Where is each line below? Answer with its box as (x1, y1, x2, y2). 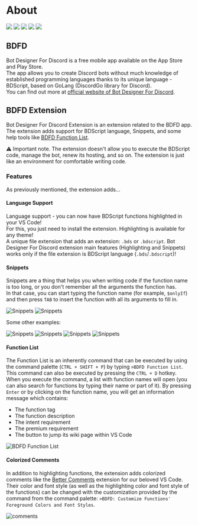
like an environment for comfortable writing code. (6, 157, 127, 165)
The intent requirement (14, 418, 71, 426)
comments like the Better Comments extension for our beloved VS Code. (6, 476, 183, 483)
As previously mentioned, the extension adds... (6, 186, 121, 193)
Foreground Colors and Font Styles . (6, 501, 96, 508)
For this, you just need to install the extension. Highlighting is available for (6, 226, 186, 233)
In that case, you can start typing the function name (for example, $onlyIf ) (6, 289, 188, 297)
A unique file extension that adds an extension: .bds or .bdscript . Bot (6, 238, 176, 245)
